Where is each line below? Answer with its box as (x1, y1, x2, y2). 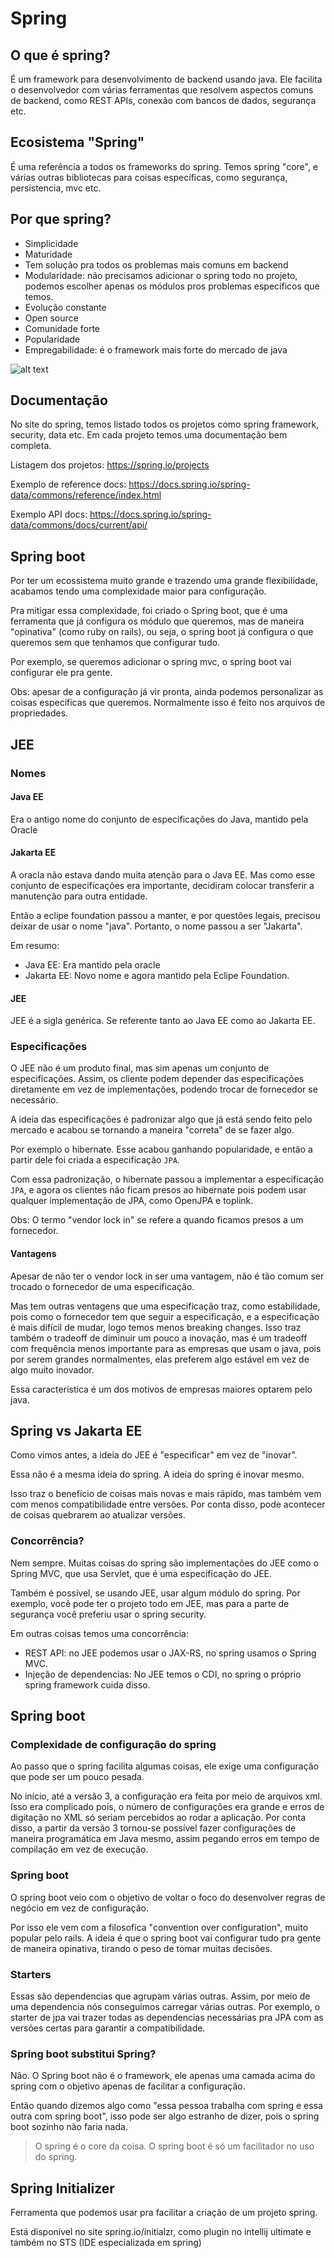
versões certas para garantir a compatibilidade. (10, 2022, 206, 2034)
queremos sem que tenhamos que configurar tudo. (10, 637, 221, 649)
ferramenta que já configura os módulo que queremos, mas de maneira (10, 615, 305, 627)
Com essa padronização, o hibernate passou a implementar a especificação (10, 1173, 325, 1186)
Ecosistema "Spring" (10, 134, 145, 151)
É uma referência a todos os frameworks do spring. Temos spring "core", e (10, 160, 319, 172)
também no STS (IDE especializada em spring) (10, 2237, 202, 2249)
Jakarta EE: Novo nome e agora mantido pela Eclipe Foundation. (24, 969, 290, 981)
